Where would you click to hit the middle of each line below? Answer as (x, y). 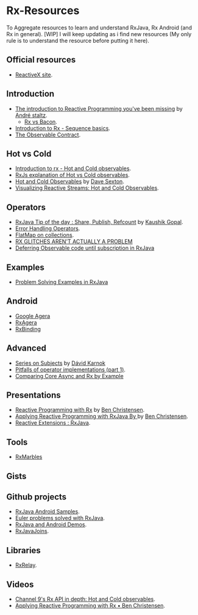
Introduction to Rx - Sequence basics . (63, 128)
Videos (20, 584)
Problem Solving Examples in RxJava (62, 282)
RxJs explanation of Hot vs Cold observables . (72, 175)
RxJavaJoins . (32, 531)
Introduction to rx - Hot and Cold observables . (73, 168)
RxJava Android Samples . (48, 512)
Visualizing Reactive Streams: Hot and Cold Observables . (87, 188)
